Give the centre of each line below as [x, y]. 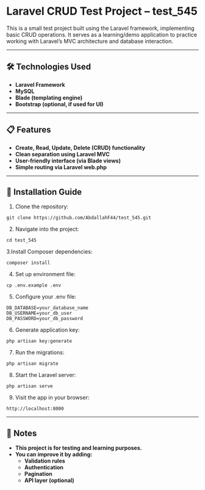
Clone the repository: [42, 207]
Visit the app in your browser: [52, 398]
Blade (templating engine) [49, 97]
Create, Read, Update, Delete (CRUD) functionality [80, 147]
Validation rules [45, 461]
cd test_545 [21, 240]
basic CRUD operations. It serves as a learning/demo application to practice [102, 34]
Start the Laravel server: [45, 375]
